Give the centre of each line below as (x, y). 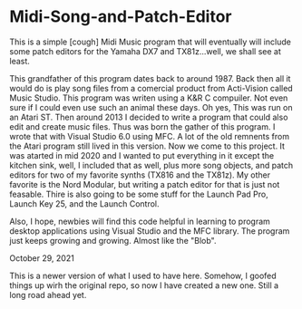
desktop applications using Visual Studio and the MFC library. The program (150, 231)
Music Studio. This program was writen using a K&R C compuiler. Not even (149, 98)
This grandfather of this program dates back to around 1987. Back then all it (150, 78)
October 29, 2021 (42, 258)
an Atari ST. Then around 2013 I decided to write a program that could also (149, 117)
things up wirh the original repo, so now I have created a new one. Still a (144, 285)
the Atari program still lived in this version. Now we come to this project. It (147, 146)
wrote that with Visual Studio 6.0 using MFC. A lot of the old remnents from (150, 136)
